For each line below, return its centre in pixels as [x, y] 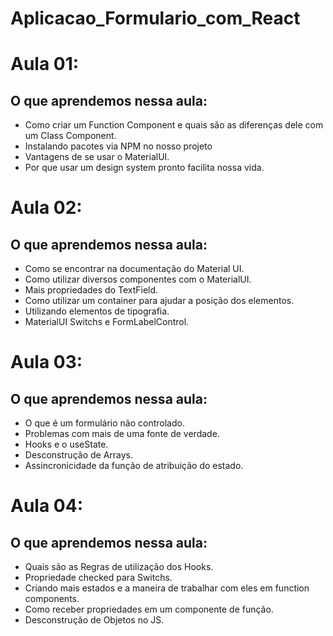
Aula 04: [46, 506]
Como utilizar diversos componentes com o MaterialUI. [138, 279]
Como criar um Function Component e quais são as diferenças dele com [174, 125]
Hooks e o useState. [66, 444]
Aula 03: [46, 362]
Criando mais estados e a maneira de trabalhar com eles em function [167, 588]
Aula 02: [46, 208]
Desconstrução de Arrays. [79, 455]
